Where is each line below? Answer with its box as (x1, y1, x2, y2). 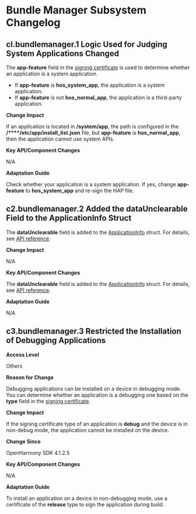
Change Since (6, 438, 41, 445)
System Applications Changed (6, 48, 120, 59)
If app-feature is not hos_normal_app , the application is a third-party (14, 94, 182, 101)
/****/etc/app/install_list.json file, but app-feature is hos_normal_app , (6, 130, 181, 136)
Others (6, 362, 23, 369)
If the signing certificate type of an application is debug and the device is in (6, 420, 188, 427)
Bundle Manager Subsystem (6, 4, 147, 17)
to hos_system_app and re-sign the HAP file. (25, 187, 134, 194)
